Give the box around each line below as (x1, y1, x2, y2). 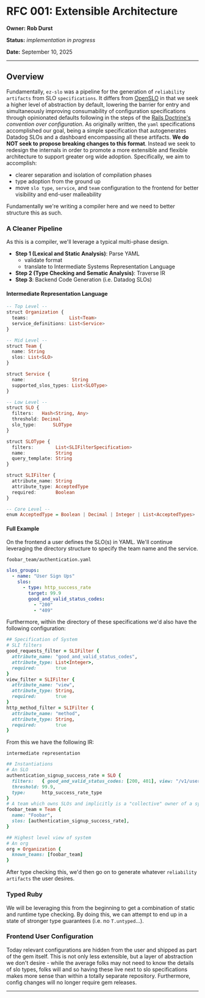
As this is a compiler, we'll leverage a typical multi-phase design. (6, 238, 169, 246)
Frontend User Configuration (6, 932, 93, 941)
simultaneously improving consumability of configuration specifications (6, 107, 186, 114)
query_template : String (12, 455, 72, 462)
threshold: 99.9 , (12, 783, 56, 790)
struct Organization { (6, 309, 64, 315)
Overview (6, 72, 45, 82)
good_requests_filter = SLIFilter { (6, 648, 99, 655)
